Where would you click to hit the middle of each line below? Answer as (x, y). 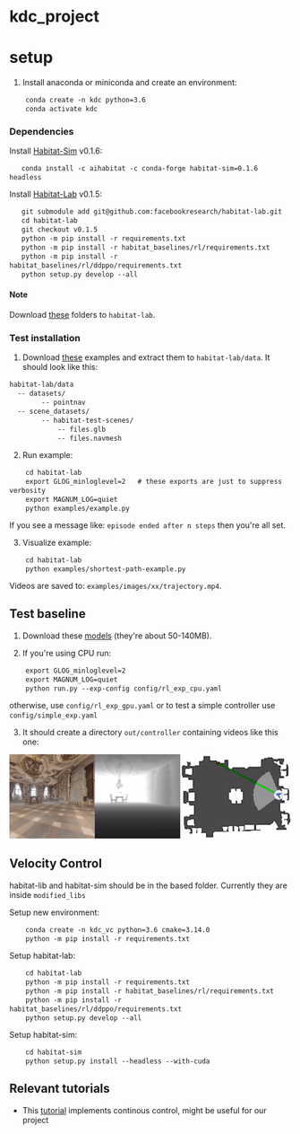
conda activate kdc (62, 110)
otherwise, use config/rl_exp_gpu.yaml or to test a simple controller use (142, 705)
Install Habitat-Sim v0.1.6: (56, 151)
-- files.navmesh (90, 438)
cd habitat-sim (54, 1052)
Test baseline (48, 614)
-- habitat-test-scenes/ (88, 420)
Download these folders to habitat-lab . (82, 314)
